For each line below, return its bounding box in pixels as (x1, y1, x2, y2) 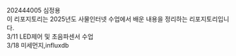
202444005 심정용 (6, 6, 61, 14)
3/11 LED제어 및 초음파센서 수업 (6, 32, 94, 41)
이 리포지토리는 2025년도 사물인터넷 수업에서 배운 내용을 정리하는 (6, 15, 188, 23)
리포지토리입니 (189, 15, 230, 23)
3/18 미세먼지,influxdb (6, 41, 69, 49)
